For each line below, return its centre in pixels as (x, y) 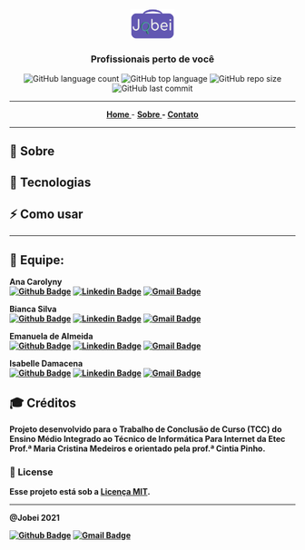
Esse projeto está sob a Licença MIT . (80, 492)
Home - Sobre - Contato (152, 114)
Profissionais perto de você (152, 59)
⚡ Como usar (46, 215)
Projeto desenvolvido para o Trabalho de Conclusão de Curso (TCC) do (146, 429)
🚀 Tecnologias (50, 182)
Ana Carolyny (36, 282)
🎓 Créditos (43, 403)
